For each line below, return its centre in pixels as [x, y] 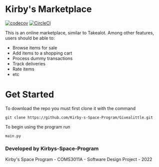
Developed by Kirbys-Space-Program [52, 148]
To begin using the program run [38, 126]
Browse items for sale [35, 47]
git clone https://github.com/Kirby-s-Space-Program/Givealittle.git [79, 117]
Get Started [29, 95]
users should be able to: [30, 38]
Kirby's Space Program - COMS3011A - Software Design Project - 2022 [79, 159]
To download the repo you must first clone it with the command [70, 108]
